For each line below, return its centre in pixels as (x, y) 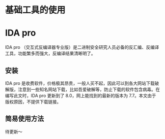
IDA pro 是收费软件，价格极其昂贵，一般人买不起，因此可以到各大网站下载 (80, 83)
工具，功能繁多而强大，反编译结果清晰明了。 (50, 53)
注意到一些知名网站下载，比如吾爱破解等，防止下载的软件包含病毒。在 (89, 89)
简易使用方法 (25, 119)
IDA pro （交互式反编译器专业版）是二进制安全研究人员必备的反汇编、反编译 (82, 47)
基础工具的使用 (35, 10)
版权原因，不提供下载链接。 (33, 102)
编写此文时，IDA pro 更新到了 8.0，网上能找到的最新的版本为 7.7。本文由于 (81, 95)
